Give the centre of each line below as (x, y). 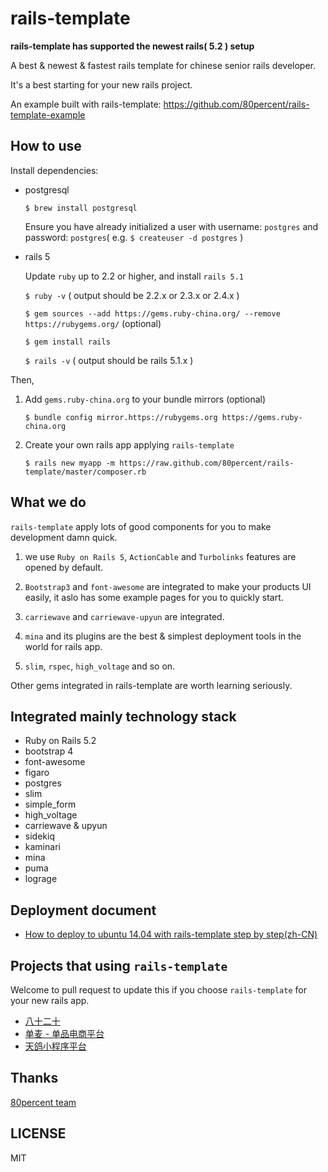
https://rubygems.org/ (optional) (93, 323)
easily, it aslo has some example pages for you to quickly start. (154, 597)
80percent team (43, 1102)
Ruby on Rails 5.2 (60, 741)
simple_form (50, 804)
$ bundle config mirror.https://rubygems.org (121, 417)
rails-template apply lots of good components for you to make (141, 526)
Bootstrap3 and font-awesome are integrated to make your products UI (168, 586)
